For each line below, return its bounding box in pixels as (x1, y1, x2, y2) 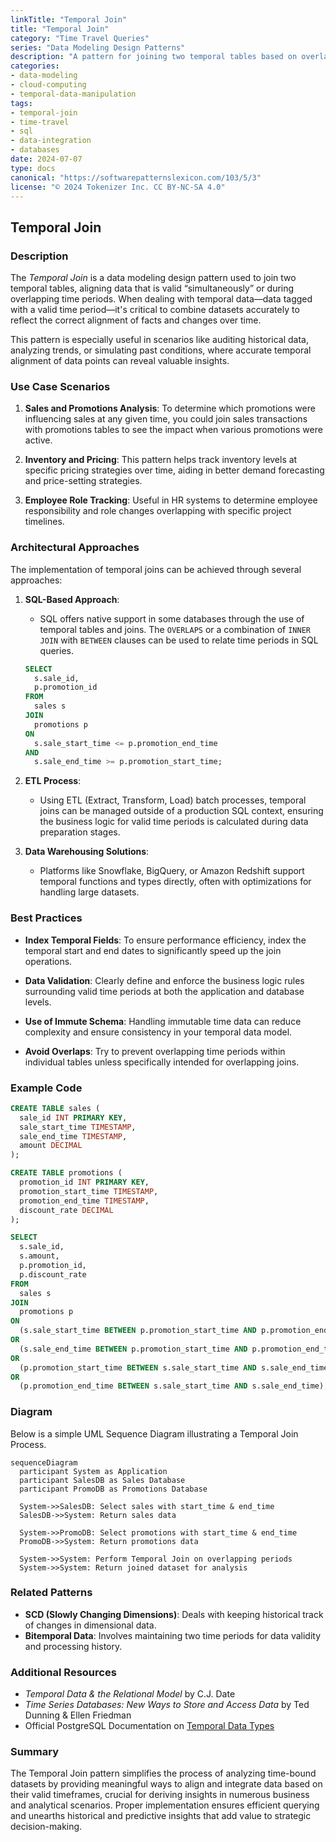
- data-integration (10, 136, 92, 146)
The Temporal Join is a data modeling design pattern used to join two (10, 272, 297, 284)
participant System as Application (19, 1466, 168, 1476)
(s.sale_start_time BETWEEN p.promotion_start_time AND (19, 1326, 257, 1336)
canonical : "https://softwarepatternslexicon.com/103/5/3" (10, 172, 262, 183)
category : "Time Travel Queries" (10, 33, 150, 43)
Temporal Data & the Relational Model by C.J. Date (24, 1688, 236, 1700)
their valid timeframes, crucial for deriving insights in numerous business (10, 1789, 310, 1801)
